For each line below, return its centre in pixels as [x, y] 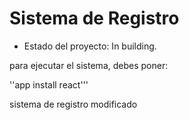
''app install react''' [49, 84]
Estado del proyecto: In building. [90, 46]
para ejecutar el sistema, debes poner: [89, 65]
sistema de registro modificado [73, 104]
